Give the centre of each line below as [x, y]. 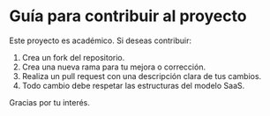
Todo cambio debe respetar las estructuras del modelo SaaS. [133, 85]
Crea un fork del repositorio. [73, 57]
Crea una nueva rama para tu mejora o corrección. [113, 67]
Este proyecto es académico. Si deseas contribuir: [101, 40]
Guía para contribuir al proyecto [128, 16]
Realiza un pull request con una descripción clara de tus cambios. [142, 76]
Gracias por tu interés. [50, 102]
